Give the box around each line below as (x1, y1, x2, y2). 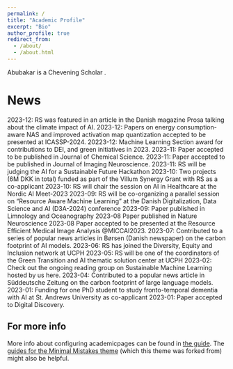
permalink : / (7, 10, 45, 17)
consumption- (176, 123, 217, 131)
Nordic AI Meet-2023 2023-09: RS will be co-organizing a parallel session (7, 189, 220, 198)
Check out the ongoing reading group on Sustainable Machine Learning (7, 263, 213, 272)
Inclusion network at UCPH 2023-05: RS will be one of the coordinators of (7, 249, 220, 257)
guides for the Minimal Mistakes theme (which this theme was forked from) (7, 346, 223, 355)
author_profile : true (7, 29, 70, 37)
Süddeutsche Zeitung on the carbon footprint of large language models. (7, 278, 214, 286)
